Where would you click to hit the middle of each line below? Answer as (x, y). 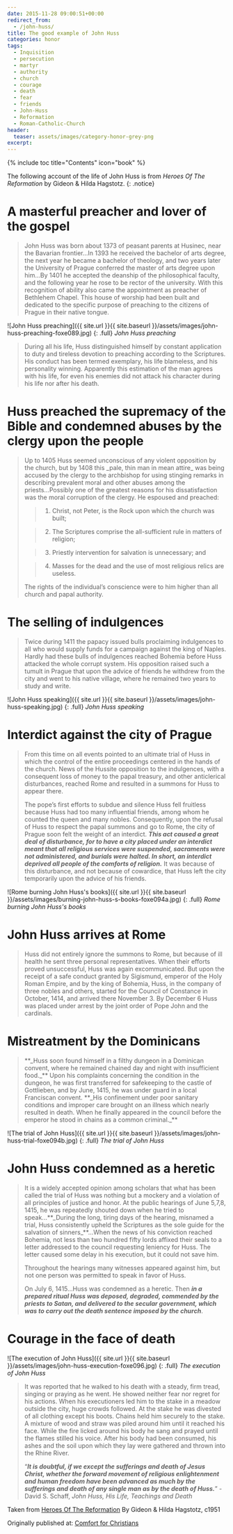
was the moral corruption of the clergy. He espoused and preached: (121, 497)
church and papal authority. (64, 594)
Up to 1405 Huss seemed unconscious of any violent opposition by (120, 460)
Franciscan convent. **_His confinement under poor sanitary (111, 1097)
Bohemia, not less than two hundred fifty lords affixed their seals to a (123, 1239)
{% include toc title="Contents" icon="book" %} (77, 163)
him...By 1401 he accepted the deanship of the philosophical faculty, (122, 275)
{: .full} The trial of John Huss (122, 1140)
